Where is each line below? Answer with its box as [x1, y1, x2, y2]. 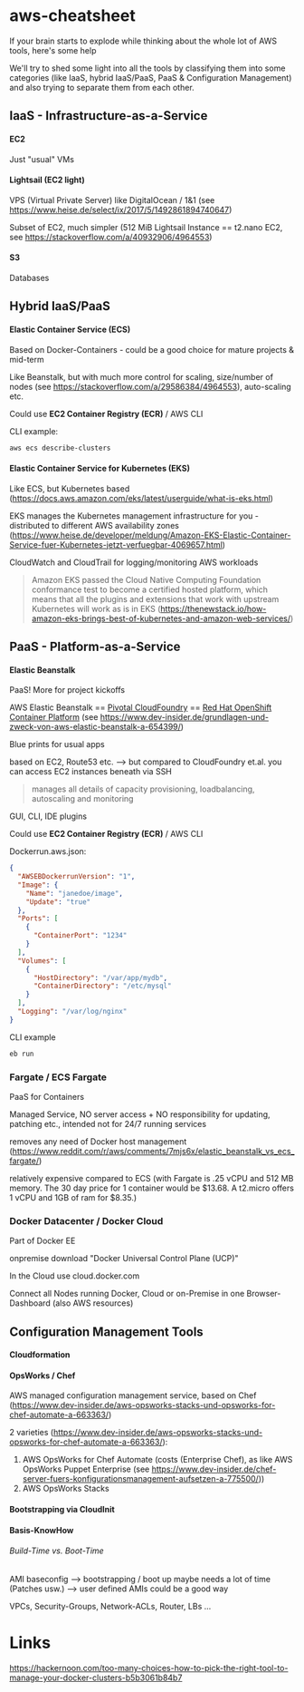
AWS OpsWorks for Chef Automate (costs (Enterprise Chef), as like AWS [22, 1454, 293, 1465]
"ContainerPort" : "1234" [33, 931, 128, 940]
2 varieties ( [9, 1427, 54, 1438]
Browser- [246, 1288, 281, 1299]
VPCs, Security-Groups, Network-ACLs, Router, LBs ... [9, 1600, 212, 1611]
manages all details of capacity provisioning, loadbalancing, [31, 783, 255, 794]
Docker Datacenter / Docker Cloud [9, 1214, 164, 1227]
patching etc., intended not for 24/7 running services [9, 1119, 206, 1129]
